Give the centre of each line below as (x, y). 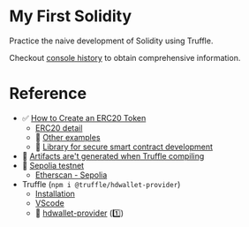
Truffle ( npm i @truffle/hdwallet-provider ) (101, 184)
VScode (49, 203)
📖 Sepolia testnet (53, 165)
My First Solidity (71, 16)
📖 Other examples (68, 137)
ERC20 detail (59, 128)
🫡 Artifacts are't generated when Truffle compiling (113, 155)
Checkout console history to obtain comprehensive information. (125, 57)
